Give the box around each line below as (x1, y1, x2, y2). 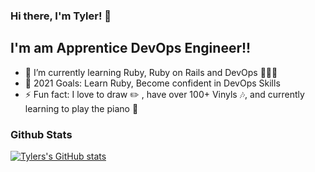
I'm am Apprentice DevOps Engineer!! (10, 40, 252, 57)
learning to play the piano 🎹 (24, 102, 139, 114)
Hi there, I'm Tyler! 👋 (10, 9, 112, 23)
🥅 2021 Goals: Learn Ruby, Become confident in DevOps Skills (24, 77, 281, 89)
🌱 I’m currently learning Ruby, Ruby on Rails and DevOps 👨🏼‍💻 (24, 66, 278, 78)
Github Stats (10, 127, 73, 141)
